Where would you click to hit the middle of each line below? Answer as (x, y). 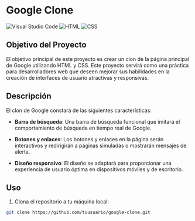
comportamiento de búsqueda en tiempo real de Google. (83, 128)
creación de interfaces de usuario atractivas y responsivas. (78, 77)
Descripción (29, 96)
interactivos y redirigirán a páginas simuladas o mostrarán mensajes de (100, 145)
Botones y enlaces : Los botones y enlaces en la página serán (89, 139)
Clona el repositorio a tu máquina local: (62, 202)
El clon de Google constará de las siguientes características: (79, 110)
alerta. (22, 152)
